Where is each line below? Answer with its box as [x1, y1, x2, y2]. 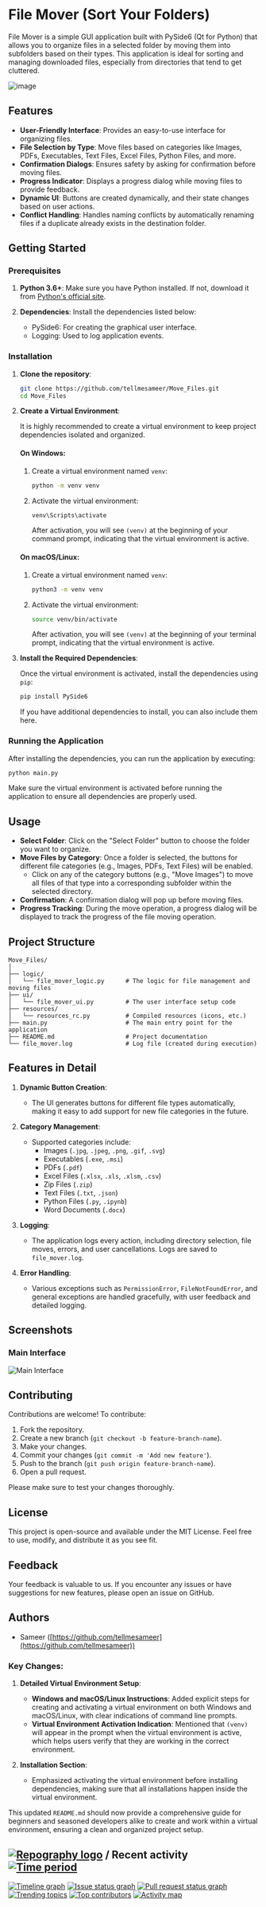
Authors [8, 1611, 50, 1624]
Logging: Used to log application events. [31, 331, 164, 341]
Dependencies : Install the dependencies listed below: [19, 307, 197, 317]
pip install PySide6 [19, 692, 88, 701]
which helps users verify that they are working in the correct [31, 1737, 229, 1746]
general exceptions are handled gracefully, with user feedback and [31, 1292, 251, 1301]
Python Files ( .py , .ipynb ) [43, 1196, 128, 1206]
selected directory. [31, 887, 94, 896]
